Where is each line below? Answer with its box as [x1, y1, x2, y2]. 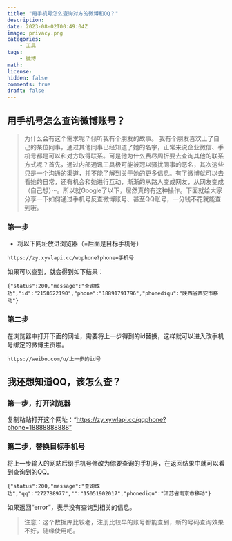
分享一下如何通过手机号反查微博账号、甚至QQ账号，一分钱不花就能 [23, 194, 215, 203]
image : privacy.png [7, 29, 64, 37]
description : [7, 17, 45, 24]
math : [7, 62, 23, 68]
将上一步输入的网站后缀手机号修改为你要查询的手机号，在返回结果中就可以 [7, 459, 219, 467]
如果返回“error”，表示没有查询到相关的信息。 [7, 503, 136, 511]
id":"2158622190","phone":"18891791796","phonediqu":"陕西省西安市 [21, 290, 213, 297]
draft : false [7, 87, 45, 94]
